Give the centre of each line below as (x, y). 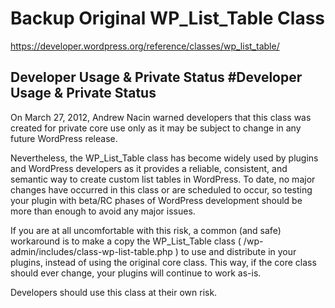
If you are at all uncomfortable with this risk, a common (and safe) (146, 230)
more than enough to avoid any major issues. (103, 211)
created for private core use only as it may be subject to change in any (156, 128)
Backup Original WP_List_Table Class (168, 18)
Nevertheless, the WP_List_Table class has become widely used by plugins (164, 158)
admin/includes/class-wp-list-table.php (91, 251)
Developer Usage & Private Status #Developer (156, 77)
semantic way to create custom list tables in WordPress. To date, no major (163, 179)
